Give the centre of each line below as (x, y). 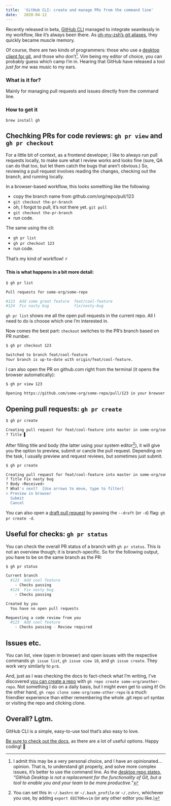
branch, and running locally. (35, 177)
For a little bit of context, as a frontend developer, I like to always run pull (82, 155)
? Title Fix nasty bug (30, 479)
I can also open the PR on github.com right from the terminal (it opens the (82, 369)
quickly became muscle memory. (40, 40)
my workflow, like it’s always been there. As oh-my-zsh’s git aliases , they (82, 35)
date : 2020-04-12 (26, 15)
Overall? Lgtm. (29, 719)
